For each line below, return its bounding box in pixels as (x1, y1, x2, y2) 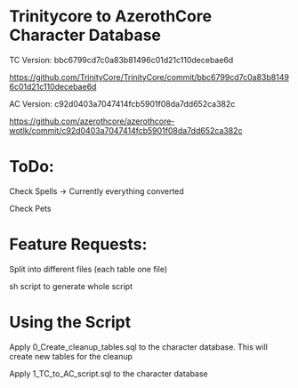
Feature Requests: (9, 234, 148, 255)
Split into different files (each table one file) (9, 263, 167, 274)
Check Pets (9, 203, 52, 214)
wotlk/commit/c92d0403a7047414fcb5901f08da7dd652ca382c (9, 125, 243, 135)
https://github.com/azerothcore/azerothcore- (9, 116, 175, 126)
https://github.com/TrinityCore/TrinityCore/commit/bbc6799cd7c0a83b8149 (9, 71, 289, 82)
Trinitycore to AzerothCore (9, 6, 212, 27)
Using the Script (9, 312, 132, 332)
